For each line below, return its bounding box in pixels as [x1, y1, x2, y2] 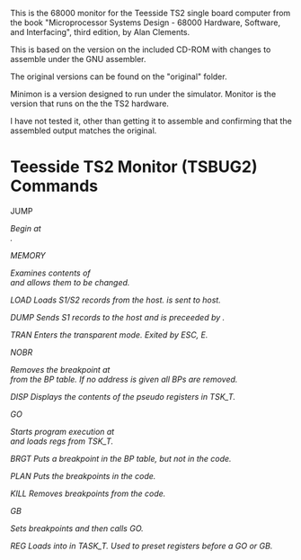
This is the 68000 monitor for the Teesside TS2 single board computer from [10, 8, 291, 18]
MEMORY [10, 249, 46, 260]
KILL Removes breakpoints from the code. [10, 488, 166, 499]
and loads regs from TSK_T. [10, 436, 114, 447]
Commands [10, 176, 99, 196]
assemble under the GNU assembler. [10, 54, 146, 64]
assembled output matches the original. [10, 125, 157, 136]
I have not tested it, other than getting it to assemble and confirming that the [10, 116, 293, 126]
